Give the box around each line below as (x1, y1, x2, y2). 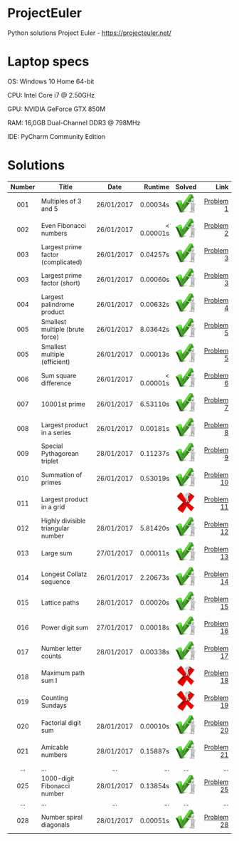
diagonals (41, 820, 70, 829)
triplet (41, 457, 59, 466)
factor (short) (41, 279, 80, 288)
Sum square (41, 371, 77, 380)
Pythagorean (41, 449, 80, 458)
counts (41, 652, 62, 660)
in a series (41, 428, 71, 437)
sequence (41, 577, 71, 585)
